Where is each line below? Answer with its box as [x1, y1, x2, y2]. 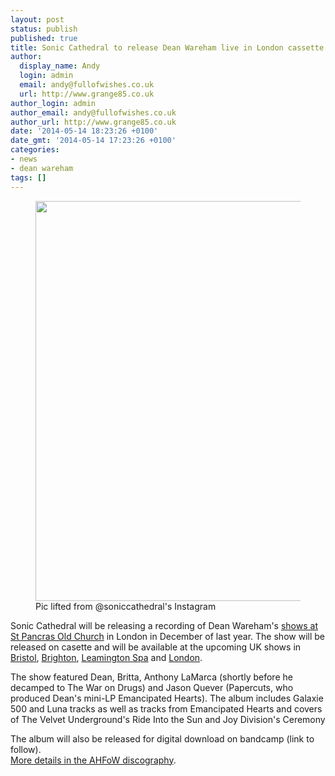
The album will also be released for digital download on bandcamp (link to [10, 732, 315, 745]
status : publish [10, 24, 78, 34]
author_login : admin [10, 98, 97, 108]
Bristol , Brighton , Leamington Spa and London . [10, 651, 203, 663]
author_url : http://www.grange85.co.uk [10, 117, 177, 127]
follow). [10, 743, 42, 755]
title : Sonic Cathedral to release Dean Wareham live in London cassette [10, 42, 325, 53]
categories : [10, 145, 60, 155]
